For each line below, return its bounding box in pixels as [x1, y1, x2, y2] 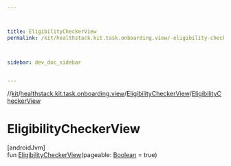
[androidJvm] [7, 143, 46, 152]
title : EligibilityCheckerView [7, 28, 97, 35]
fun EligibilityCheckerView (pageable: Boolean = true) [7, 151, 157, 159]
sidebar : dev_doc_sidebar [7, 59, 81, 66]
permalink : [7, 34, 38, 41]
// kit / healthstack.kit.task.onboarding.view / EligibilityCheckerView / [7, 90, 192, 98]
